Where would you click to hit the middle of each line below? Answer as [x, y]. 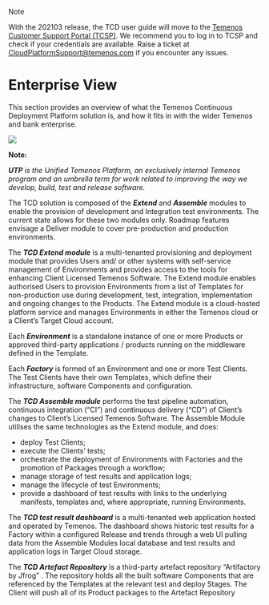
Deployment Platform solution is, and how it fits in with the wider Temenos [130, 115]
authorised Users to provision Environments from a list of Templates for [126, 286]
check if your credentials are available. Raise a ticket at [99, 44]
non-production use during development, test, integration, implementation [130, 295]
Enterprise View [63, 85]
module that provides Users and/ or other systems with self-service [120, 260]
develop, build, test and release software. [77, 187]
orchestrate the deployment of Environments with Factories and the [131, 459]
